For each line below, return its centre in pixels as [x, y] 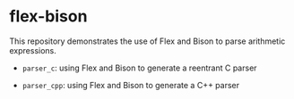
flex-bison [48, 16]
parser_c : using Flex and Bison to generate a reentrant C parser [139, 68]
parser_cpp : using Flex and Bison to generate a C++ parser [131, 85]
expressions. [33, 50]
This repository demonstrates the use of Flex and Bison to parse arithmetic [147, 41]
